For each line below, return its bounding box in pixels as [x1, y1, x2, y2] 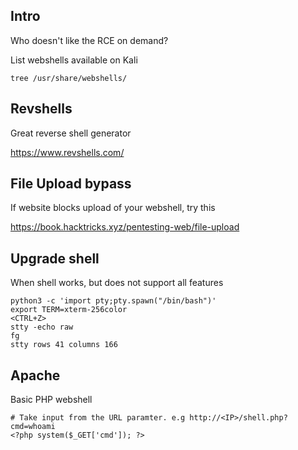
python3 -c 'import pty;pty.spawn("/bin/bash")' [10, 296, 217, 306]
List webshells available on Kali [10, 54, 138, 66]
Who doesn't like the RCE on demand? [10, 34, 169, 46]
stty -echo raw [10, 322, 74, 333]
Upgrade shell [10, 250, 100, 267]
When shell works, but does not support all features [10, 277, 224, 289]
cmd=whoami [10, 422, 56, 432]
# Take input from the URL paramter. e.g [10, 413, 186, 423]
